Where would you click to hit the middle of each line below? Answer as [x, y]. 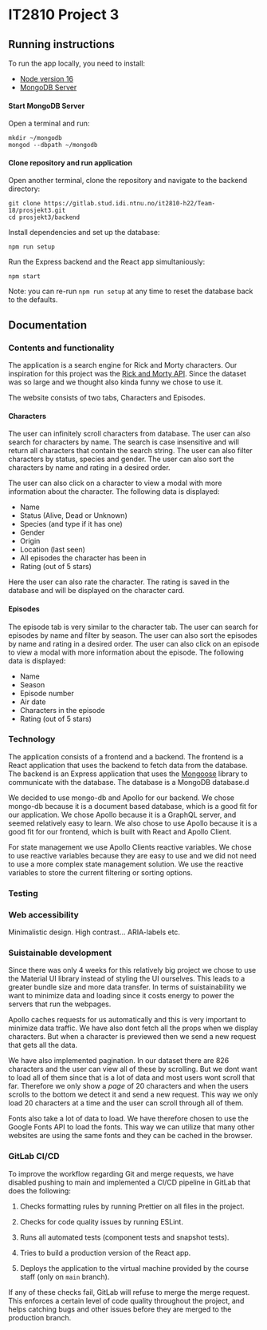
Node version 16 [47, 79]
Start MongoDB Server [47, 106]
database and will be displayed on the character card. [96, 591]
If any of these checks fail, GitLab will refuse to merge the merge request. [129, 1292]
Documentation [48, 325]
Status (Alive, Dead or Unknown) [73, 516]
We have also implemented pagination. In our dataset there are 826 [119, 1061]
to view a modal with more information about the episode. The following [126, 652]
